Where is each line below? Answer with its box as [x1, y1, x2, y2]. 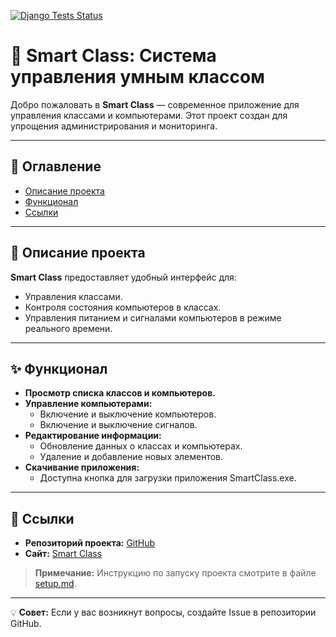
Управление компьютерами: [24, 398, 153, 410]
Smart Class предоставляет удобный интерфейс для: [10, 271, 237, 283]
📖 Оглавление [10, 158, 102, 175]
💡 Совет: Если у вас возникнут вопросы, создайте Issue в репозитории [10, 606, 317, 619]
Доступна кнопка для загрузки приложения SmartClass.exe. [39, 472, 297, 484]
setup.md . [34, 578, 77, 590]
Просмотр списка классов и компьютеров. [24, 387, 216, 399]
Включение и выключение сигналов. [39, 419, 198, 431]
